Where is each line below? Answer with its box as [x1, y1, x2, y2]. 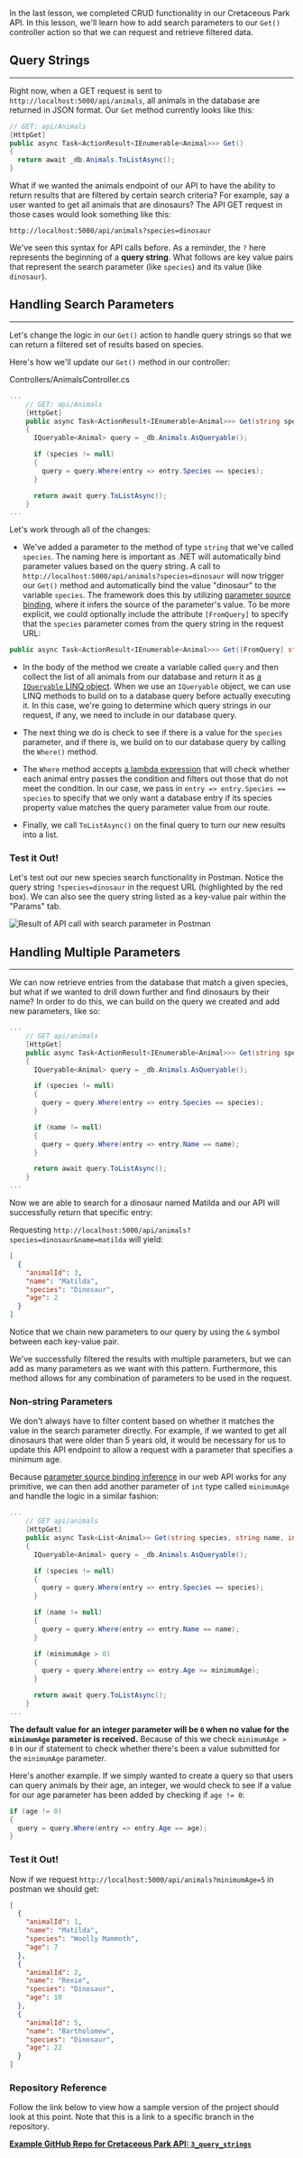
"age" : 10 [25, 1993, 63, 2002]
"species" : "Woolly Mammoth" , [25, 1934, 140, 1943]
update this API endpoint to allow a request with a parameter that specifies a [9, 1444, 293, 1455]
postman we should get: [9, 1883, 99, 1894]
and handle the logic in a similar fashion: [9, 1490, 160, 1501]
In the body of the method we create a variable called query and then [22, 662, 280, 673]
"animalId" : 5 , [25, 2018, 83, 2027]
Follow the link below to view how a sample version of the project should [9, 2102, 280, 2113]
